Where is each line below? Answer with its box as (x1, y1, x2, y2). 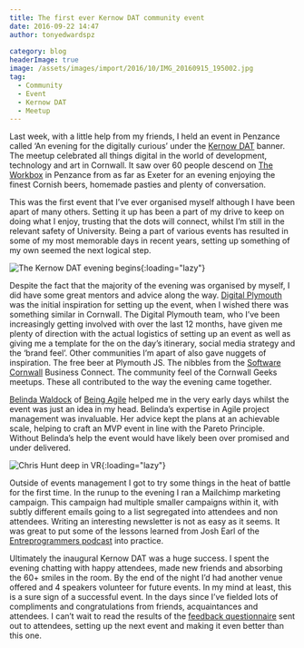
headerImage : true (9, 55, 79, 64)
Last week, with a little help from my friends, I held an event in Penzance (9, 131, 280, 142)
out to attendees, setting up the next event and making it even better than (9, 621, 284, 632)
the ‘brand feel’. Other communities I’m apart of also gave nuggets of (9, 348, 267, 358)
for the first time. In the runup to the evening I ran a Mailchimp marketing (9, 487, 281, 498)
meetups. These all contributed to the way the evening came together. (9, 377, 272, 388)
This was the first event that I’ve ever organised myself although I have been (9, 197, 296, 208)
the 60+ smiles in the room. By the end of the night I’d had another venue (9, 573, 283, 584)
